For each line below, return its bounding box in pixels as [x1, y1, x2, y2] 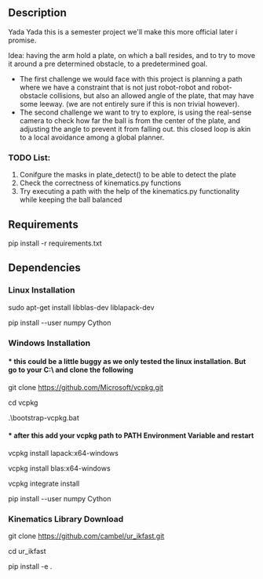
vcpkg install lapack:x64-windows [8, 448, 119, 457]
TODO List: [8, 152, 51, 163]
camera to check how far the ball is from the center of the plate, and [19, 115, 241, 125]
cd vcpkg [8, 398, 38, 407]
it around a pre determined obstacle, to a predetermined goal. [8, 59, 208, 68]
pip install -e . [8, 562, 53, 571]
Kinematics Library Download [8, 513, 124, 524]
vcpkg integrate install [8, 479, 80, 488]
